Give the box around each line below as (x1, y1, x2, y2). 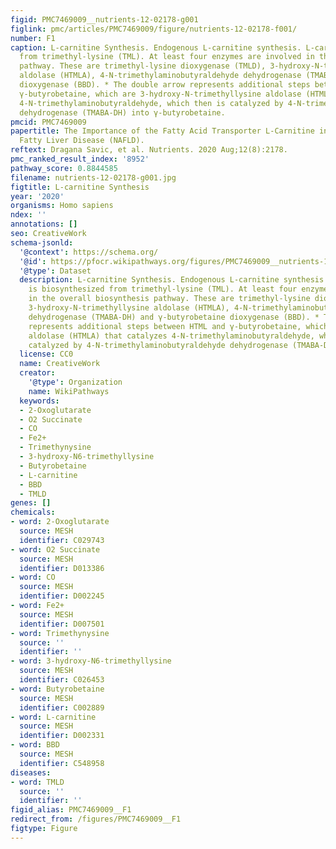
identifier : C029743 (19, 535, 105, 545)
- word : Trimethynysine (10, 628, 110, 638)
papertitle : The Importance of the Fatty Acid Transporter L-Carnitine (10, 126, 315, 136)
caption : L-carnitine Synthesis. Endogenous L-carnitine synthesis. (10, 42, 302, 53)
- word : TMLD (10, 777, 65, 787)
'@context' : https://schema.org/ (19, 247, 159, 257)
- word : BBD (10, 740, 60, 750)
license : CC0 (19, 349, 74, 360)
